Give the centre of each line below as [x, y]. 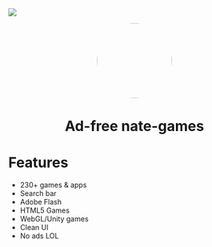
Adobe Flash [41, 202]
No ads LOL [39, 236]
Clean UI [34, 228]
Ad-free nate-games [134, 126]
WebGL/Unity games [54, 219]
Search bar [38, 193]
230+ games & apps [53, 185]
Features [38, 163]
